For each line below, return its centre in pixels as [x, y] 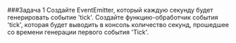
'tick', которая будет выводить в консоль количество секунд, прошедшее [118, 25]
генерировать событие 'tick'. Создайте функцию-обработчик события [113, 17]
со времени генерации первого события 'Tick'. [78, 32]
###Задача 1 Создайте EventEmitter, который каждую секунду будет [110, 10]
